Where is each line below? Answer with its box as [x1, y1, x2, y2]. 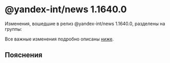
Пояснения [5, 51, 42, 59]
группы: [5, 26, 23, 32]
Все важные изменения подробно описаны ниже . [5, 36, 114, 42]
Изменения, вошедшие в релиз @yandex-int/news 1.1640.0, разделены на [5, 20, 165, 27]
